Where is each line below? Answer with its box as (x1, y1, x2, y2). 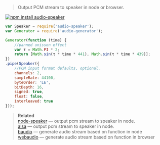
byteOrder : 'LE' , (14, 80, 51, 85)
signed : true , (14, 89, 44, 94)
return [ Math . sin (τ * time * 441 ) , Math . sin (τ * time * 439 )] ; (14, 52, 151, 57)
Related (17, 112, 34, 118)
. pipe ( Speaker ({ (5, 61, 39, 66)
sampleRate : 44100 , (14, 75, 56, 80)
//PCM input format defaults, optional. (14, 66, 101, 71)
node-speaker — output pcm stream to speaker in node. (17, 118, 135, 124)
